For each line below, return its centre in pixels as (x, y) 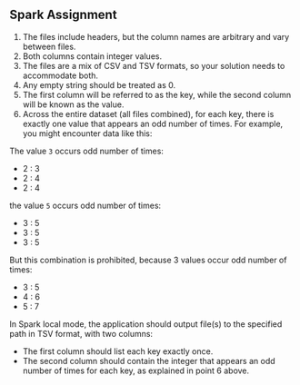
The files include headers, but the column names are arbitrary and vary (156, 36)
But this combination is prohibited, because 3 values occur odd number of (148, 260)
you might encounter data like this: (87, 133)
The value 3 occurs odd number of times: (86, 151)
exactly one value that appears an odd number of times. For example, (153, 123)
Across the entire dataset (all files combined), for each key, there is (148, 114)
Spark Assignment (63, 15)
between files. (49, 46)
